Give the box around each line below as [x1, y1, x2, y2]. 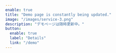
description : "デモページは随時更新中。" [5, 21, 84, 27]
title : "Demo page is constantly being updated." [5, 12, 112, 17]
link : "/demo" [10, 40, 39, 45]
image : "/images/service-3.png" [5, 17, 73, 22]
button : [5, 26, 22, 31]
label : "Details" [10, 36, 46, 41]
